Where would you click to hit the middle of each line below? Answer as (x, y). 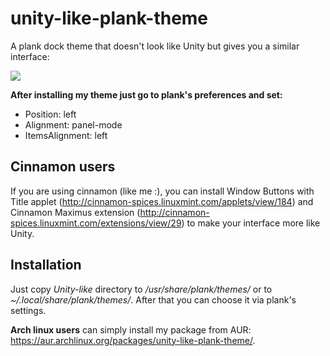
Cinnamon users (63, 167)
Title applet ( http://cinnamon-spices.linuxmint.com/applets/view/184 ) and (162, 201)
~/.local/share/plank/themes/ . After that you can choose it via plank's (153, 299)
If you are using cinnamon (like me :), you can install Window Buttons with (162, 191)
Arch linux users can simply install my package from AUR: (131, 329)
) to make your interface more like (251, 223)
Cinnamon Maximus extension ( (75, 212)
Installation (46, 265)
